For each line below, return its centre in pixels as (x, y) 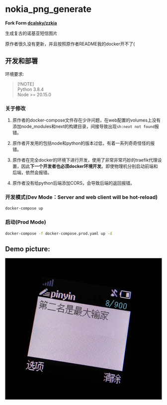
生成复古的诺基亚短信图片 (31, 33)
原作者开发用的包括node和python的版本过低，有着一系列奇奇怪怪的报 (83, 143)
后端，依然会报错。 (32, 172)
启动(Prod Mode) (26, 222)
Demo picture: (28, 249)
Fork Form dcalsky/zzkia (31, 23)
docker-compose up (24, 208)
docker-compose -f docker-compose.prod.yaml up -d (59, 233)
